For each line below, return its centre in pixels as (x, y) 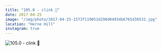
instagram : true (22, 29)
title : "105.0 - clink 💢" (32, 10)
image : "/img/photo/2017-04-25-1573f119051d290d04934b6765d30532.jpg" (81, 19)
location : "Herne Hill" (30, 24)
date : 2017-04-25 (24, 15)
